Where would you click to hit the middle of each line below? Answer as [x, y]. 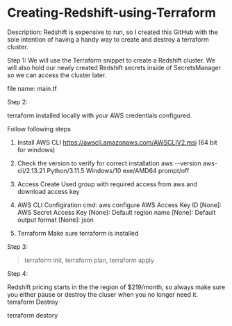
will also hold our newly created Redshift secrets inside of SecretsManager [114, 67]
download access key [48, 191]
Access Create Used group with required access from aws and [107, 184]
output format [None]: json [55, 220]
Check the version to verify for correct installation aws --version [109, 163]
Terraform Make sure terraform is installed [78, 233]
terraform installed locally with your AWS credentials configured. [100, 115]
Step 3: [17, 246]
